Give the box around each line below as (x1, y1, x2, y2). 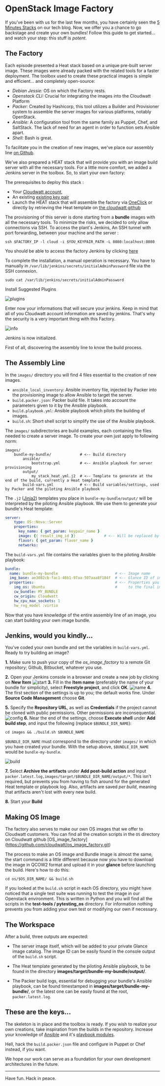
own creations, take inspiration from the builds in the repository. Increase (5, 1026, 153, 1032)
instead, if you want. (5, 1046, 47, 1052)
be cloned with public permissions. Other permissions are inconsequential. (5, 710, 156, 716)
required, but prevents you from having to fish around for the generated (5, 779, 150, 785)
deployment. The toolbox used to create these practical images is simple (5, 72, 152, 79)
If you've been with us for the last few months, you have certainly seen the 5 (5, 19, 160, 25)
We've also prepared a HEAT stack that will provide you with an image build (5, 159, 158, 165)
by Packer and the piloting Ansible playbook (5, 486, 100, 491)
